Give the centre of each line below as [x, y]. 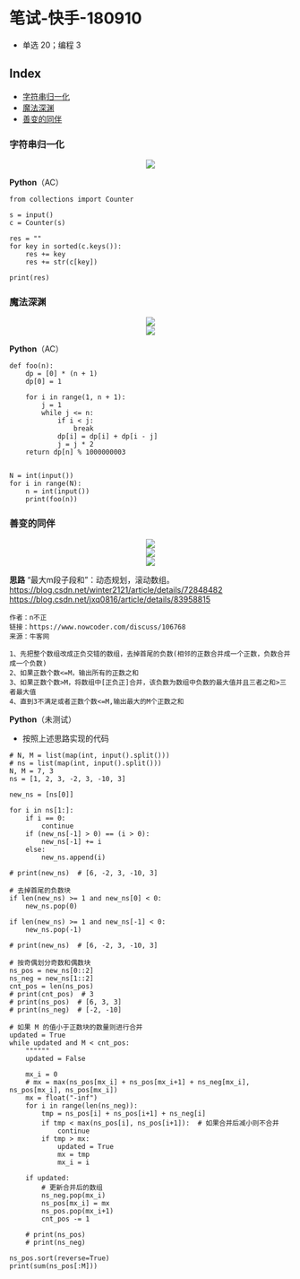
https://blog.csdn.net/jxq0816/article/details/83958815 [110, 599]
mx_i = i [73, 1162]
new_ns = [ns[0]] [42, 795]
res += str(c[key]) [62, 262]
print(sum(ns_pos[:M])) [54, 1266]
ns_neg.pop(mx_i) [73, 1195]
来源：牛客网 [30, 636]
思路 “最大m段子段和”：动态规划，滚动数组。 [92, 579]
